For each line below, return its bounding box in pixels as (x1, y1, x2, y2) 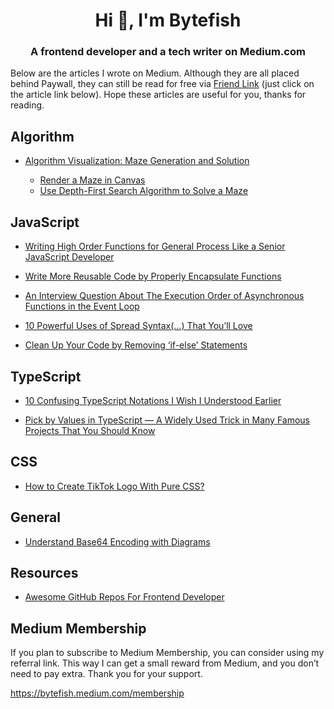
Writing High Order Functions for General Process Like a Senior (24, 240, 286, 253)
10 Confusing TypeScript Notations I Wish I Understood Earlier (24, 394, 282, 406)
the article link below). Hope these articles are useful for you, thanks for (10, 89, 307, 101)
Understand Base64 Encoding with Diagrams (24, 535, 211, 548)
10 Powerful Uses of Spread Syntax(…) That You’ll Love (24, 320, 253, 332)
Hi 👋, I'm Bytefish (94, 9, 242, 32)
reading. (10, 99, 45, 111)
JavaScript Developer (24, 251, 115, 263)
